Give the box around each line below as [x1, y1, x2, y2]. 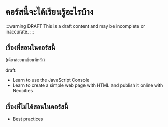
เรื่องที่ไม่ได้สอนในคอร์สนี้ [5, 103, 69, 111]
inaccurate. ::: [5, 28, 34, 35]
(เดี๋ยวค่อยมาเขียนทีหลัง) [5, 57, 45, 63]
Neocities [12, 87, 33, 93]
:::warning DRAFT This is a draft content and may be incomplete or [5, 23, 145, 29]
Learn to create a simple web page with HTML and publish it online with [12, 82, 163, 88]
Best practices [12, 116, 43, 122]
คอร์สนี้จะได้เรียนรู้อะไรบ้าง [5, 6, 94, 18]
